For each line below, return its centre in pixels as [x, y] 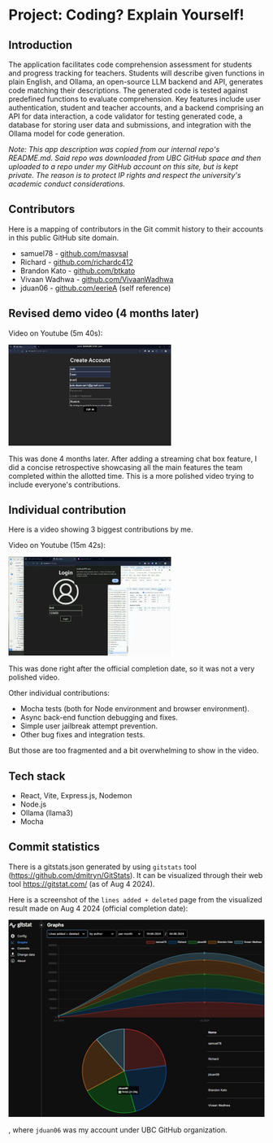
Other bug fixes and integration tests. [82, 735]
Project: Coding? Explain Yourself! [126, 15]
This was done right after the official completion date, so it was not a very [132, 669]
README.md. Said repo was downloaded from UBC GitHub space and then [135, 158]
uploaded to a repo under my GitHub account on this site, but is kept [123, 167]
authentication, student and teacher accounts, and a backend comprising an [136, 108]
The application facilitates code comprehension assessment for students [130, 64]
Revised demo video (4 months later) [104, 313]
